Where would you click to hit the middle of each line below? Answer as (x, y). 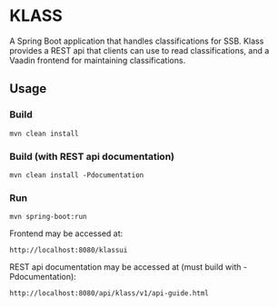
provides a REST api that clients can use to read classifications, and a (139, 50)
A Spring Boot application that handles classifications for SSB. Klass (137, 41)
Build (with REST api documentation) (92, 156)
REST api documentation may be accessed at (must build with (125, 267)
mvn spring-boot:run (49, 217)
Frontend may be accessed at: (66, 233)
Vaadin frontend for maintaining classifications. (98, 60)
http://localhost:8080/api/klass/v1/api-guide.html (109, 293)
